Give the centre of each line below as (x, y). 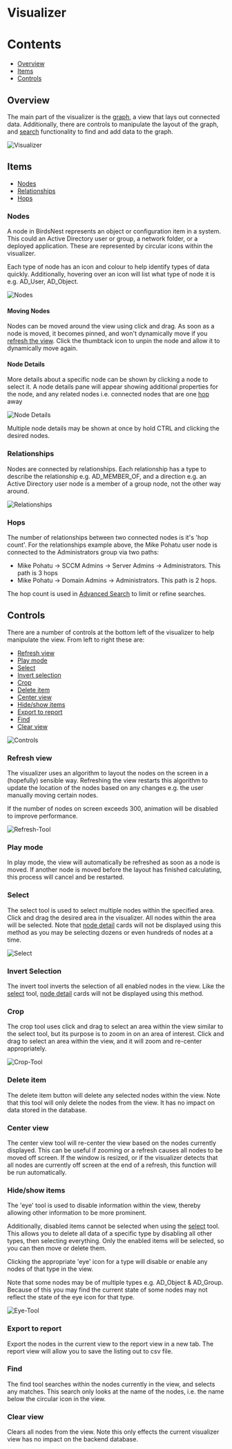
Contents (35, 45)
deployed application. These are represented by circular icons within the (110, 246)
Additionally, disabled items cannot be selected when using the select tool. (113, 1226)
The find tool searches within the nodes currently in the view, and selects (111, 1384)
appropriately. (27, 1048)
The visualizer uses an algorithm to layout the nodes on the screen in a (108, 773)
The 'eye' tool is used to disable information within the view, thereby (104, 1205)
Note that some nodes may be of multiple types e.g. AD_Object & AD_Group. (115, 1283)
